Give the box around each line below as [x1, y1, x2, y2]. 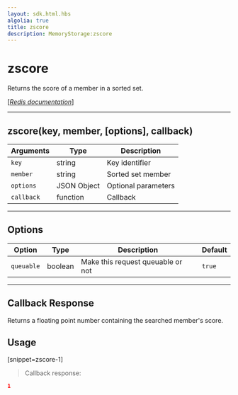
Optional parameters [106, 181, 176, 190]
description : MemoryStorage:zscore [7, 30, 113, 38]
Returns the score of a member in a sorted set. [7, 84, 144, 93]
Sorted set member [106, 169, 171, 179]
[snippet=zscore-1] [7, 355, 64, 364]
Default [201, 245, 227, 255]
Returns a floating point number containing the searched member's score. [7, 316, 224, 324]
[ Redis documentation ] [7, 98, 74, 106]
